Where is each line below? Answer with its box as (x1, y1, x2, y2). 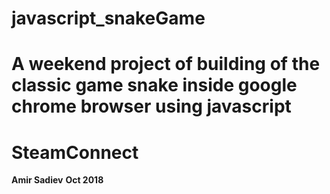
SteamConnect (11, 141, 139, 164)
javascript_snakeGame (11, 7, 206, 30)
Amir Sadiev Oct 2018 (11, 174, 104, 186)
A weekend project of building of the (11, 53, 321, 76)
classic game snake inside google (11, 74, 298, 97)
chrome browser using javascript (11, 95, 292, 118)
